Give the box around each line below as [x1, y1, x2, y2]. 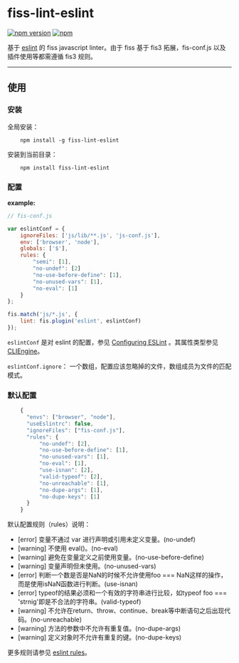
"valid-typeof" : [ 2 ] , [38, 473, 103, 480]
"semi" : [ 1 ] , [33, 259, 72, 266]
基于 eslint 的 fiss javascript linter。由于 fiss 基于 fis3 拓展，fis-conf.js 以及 [7, 43, 226, 51]
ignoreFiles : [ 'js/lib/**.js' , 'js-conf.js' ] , [20, 231, 161, 239]
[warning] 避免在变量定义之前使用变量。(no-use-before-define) [17, 553, 205, 562]
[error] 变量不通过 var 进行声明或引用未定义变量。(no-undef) [17, 536, 196, 544]
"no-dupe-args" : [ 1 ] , [38, 486, 103, 494]
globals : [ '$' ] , [20, 245, 69, 252]
